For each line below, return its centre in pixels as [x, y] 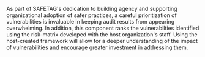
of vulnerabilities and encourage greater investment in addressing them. [97, 47]
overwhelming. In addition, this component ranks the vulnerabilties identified [103, 28]
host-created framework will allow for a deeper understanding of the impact [102, 41]
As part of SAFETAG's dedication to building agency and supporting [92, 9]
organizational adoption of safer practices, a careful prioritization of [92, 15]
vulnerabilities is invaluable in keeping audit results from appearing [91, 22]
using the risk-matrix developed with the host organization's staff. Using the [102, 35]
